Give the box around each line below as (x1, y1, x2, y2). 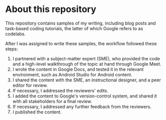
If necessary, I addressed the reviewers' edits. (12, 87, 109, 93)
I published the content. (12, 109, 62, 115)
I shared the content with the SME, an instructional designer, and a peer (12, 77, 161, 83)
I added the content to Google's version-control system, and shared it (12, 93, 157, 99)
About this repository (5, 4, 97, 15)
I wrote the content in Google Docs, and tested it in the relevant (12, 66, 144, 72)
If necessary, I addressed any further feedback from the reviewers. (12, 103, 152, 109)
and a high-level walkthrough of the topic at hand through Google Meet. (12, 61, 162, 67)
